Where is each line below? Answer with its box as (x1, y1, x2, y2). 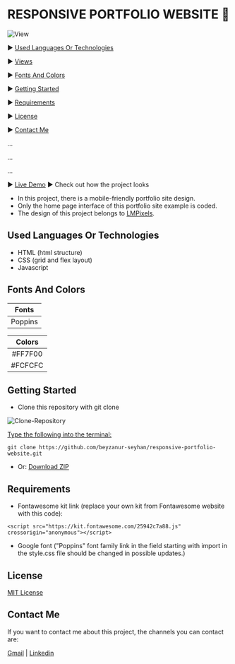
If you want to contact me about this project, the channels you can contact (7, 627, 224, 636)
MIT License (7, 588, 44, 596)
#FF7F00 (11, 349, 43, 359)
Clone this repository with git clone (17, 403, 120, 412)
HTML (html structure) (17, 248, 83, 256)
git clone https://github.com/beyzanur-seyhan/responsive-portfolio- (7, 444, 217, 451)
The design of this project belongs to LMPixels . (17, 208, 155, 218)
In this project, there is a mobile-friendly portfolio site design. (17, 194, 195, 202)
